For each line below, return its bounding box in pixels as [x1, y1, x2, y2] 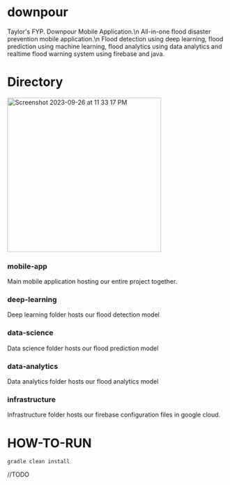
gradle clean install [7, 458, 70, 465]
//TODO [7, 470, 30, 479]
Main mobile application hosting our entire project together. [7, 277, 178, 286]
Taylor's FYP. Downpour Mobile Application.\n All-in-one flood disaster [7, 27, 211, 36]
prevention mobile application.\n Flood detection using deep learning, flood [7, 34, 224, 43]
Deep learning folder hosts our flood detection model [7, 310, 160, 319]
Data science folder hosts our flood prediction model [7, 344, 159, 352]
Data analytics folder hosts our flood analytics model [7, 377, 159, 386]
